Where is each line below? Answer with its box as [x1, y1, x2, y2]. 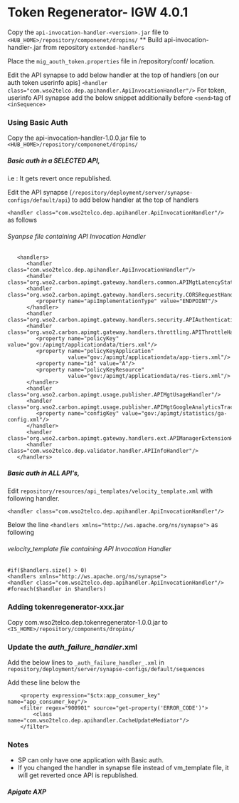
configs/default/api [7, 197, 69, 204]
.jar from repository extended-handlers [31, 43, 144, 51]
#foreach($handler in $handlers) [7, 585, 107, 593]
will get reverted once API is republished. [17, 771, 139, 779]
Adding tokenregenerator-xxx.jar [7, 602, 124, 612]
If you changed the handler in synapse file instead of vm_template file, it [17, 764, 229, 772]
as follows [7, 215, 38, 225]
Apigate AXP [7, 787, 47, 796]
